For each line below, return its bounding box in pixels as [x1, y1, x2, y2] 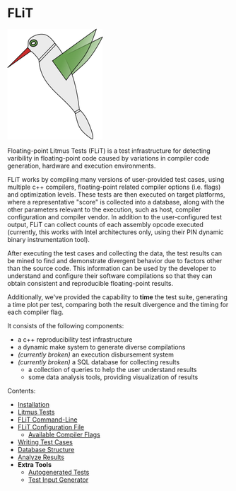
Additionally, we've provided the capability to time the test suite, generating [7, 292, 228, 301]
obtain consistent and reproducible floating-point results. [7, 279, 174, 287]
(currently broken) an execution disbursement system [17, 350, 175, 359]
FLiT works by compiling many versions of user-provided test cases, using [7, 175, 225, 183]
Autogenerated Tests [28, 468, 90, 476]
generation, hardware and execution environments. [7, 161, 156, 170]
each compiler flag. [7, 308, 64, 316]
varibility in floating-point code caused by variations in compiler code [7, 154, 210, 162]
